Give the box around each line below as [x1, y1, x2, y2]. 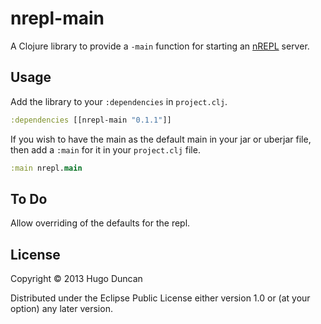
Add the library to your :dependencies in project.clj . [10, 95, 228, 107]
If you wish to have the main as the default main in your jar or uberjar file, [10, 133, 312, 145]
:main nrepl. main [10, 163, 83, 173]
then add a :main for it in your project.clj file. [10, 143, 201, 156]
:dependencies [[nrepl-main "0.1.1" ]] [10, 115, 172, 125]
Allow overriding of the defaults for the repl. [10, 217, 191, 229]
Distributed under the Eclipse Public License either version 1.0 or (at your [10, 292, 311, 304]
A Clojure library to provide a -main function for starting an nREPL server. [10, 40, 310, 52]
